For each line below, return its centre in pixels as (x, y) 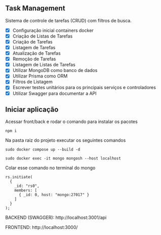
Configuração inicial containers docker (53, 30)
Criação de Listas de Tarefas (43, 36)
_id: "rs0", (27, 186)
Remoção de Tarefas (34, 59)
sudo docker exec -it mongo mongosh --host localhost (63, 159)
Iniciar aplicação (32, 109)
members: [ (26, 190)
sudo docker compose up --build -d (43, 150)
